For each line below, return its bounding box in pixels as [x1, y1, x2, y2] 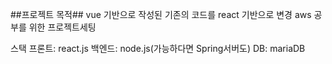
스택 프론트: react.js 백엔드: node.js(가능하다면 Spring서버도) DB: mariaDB [10, 43, 306, 54]
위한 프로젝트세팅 [28, 21, 97, 33]
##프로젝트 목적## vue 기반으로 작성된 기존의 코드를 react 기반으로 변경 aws [10, 9, 312, 20]
